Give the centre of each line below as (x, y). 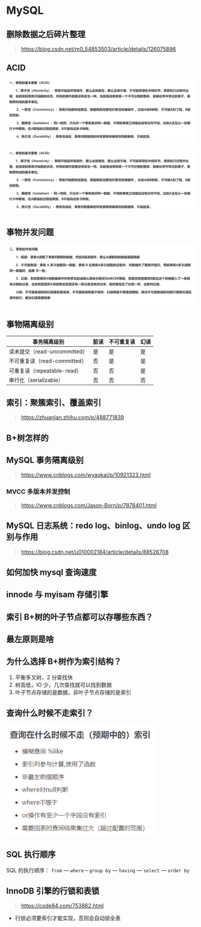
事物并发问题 (30, 232)
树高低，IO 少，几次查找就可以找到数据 (63, 684)
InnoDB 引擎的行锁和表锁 (53, 891)
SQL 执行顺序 (31, 854)
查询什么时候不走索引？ (50, 713)
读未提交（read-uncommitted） (48, 352)
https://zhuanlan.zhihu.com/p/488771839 (73, 417)
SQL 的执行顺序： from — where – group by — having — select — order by (98, 870)
